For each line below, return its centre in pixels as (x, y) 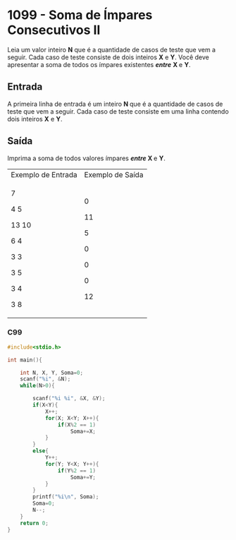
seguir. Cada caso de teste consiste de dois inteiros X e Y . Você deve (108, 57)
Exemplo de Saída (114, 174)
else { (41, 451)
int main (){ (25, 360)
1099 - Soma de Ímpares (80, 15)
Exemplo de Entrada (44, 174)
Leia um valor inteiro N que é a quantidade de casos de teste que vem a (112, 49)
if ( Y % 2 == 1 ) (77, 470)
